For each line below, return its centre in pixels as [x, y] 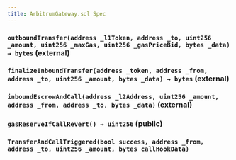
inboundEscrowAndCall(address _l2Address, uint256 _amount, [113, 97]
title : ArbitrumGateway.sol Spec [57, 14]
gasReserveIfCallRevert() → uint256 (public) [85, 124]
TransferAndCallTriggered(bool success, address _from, [106, 142]
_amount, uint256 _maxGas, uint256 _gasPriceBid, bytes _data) [119, 45]
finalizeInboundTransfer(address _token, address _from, [108, 71]
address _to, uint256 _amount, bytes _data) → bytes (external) [118, 79]
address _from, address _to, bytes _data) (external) [100, 105]
